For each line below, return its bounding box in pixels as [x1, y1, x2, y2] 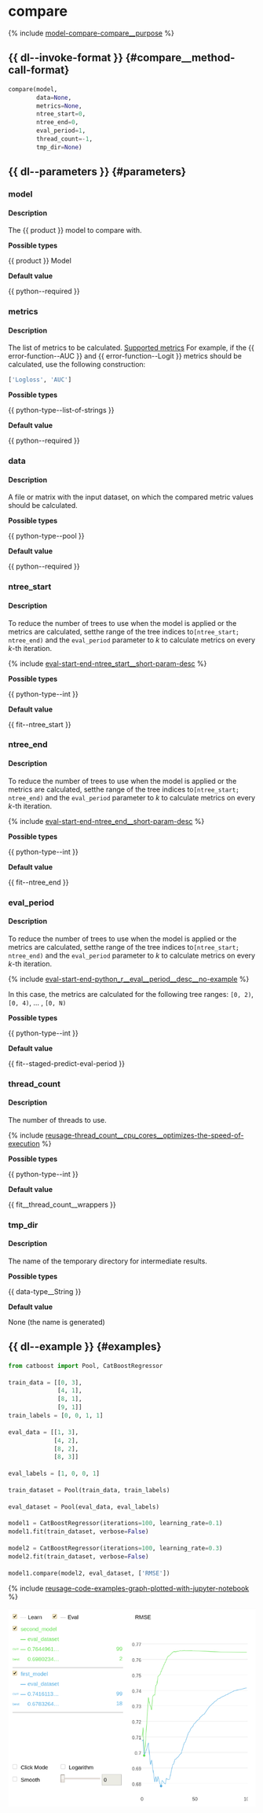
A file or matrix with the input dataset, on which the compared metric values [8, 492, 254, 502]
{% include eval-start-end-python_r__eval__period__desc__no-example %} [8, 974, 250, 984]
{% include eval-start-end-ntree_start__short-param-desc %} [8, 659, 207, 668]
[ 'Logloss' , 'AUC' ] [8, 376, 72, 384]
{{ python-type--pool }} [8, 531, 85, 541]
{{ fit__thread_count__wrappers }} [8, 1200, 116, 1209]
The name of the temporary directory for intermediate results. [8, 1256, 208, 1266]
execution [8, 1138, 41, 1148]
